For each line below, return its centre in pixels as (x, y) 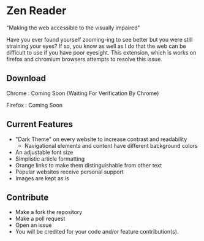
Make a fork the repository (49, 212)
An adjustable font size (44, 152)
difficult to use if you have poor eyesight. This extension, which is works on (101, 52)
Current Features (40, 124)
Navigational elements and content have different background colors (111, 145)
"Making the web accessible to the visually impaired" (74, 28)
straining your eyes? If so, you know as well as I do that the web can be (96, 46)
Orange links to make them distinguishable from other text (89, 165)
